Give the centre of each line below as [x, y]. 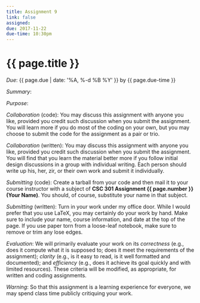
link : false [21, 17]
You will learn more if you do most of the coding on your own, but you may [98, 128]
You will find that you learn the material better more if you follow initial [92, 158]
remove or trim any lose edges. [44, 232]
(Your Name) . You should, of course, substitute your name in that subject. [97, 195]
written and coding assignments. [46, 276]
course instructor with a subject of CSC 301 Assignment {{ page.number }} [100, 189]
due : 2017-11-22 [26, 28]
